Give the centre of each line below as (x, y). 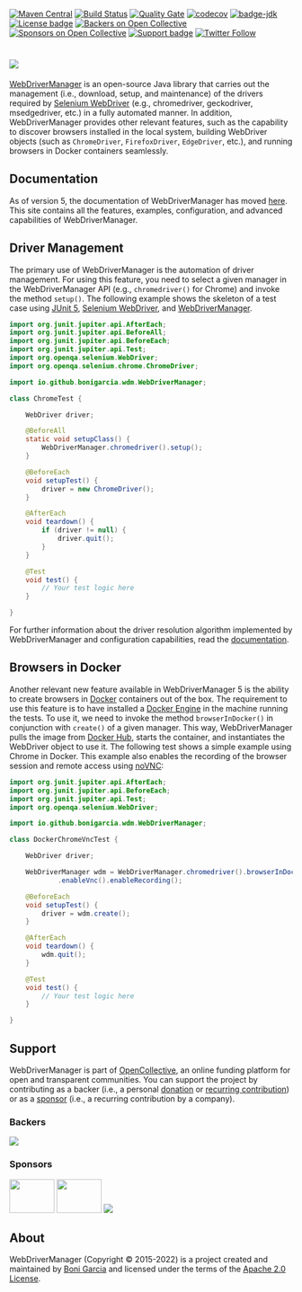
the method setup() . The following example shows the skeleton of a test (143, 298)
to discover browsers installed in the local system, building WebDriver (138, 131)
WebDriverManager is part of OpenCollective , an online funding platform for (150, 1070)
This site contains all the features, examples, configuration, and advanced (146, 210)
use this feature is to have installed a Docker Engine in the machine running (149, 708)
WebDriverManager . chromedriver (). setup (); (122, 448)
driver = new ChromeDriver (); (98, 489)
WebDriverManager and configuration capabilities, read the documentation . (149, 640)
